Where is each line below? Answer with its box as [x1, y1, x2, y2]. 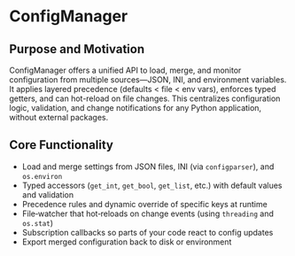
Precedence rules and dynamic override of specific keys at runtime [21, 198, 268, 209]
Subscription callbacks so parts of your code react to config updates [21, 227, 274, 237]
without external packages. [9, 112, 109, 122]
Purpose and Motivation [9, 42, 144, 57]
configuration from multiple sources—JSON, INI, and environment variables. [9, 74, 287, 85]
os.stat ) [21, 217, 54, 228]
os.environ [21, 172, 63, 181]
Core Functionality [9, 137, 113, 152]
